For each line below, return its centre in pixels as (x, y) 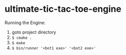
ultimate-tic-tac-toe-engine (63, 9)
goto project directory (34, 32)
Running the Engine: (25, 23)
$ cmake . (22, 38)
